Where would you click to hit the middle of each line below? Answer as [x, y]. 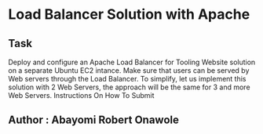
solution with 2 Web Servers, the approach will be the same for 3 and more [129, 87]
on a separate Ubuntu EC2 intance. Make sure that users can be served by [129, 71]
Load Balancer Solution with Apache [129, 14]
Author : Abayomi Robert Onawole [93, 120]
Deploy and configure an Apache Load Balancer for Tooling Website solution [132, 62]
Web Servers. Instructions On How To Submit [81, 95]
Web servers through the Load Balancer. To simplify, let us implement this [127, 79]
